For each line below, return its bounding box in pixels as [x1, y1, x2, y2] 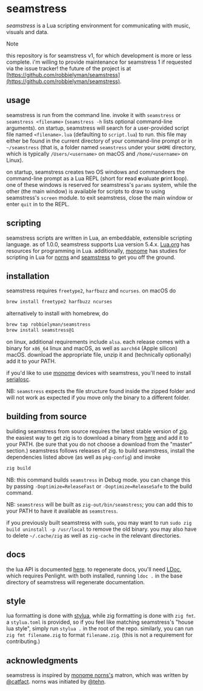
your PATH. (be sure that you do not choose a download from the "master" [6, 440, 193, 448]
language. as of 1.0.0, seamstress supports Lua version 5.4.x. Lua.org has [6, 240, 190, 248]
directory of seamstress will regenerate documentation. [6, 578, 145, 585]
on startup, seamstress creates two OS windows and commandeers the [6, 168, 185, 175]
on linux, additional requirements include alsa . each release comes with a [6, 339, 190, 345]
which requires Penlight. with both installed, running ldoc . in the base [6, 572, 183, 579]
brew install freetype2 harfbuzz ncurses [6, 299, 113, 305]
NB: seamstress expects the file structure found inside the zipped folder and [6, 388, 196, 394]
